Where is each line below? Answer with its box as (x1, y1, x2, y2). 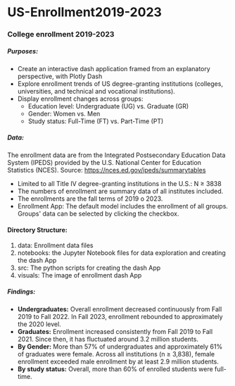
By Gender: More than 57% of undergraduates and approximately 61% (17, 342, 223, 351)
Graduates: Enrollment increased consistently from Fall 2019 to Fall (17, 328, 213, 336)
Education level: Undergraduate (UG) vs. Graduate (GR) (27, 102, 189, 111)
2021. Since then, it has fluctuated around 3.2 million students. (17, 335, 199, 344)
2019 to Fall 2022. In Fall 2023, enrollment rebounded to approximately (17, 313, 223, 321)
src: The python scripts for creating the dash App (17, 263, 161, 272)
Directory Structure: (7, 225, 68, 234)
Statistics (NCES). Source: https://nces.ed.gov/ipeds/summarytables (7, 166, 206, 175)
